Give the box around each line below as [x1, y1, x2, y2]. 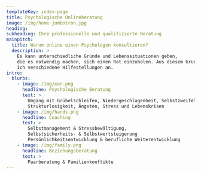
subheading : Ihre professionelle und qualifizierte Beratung [6, 31, 162, 37]
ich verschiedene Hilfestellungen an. [17, 64, 114, 71]
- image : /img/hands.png [17, 109, 79, 115]
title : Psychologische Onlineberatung [6, 14, 103, 20]
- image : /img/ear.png [17, 81, 74, 87]
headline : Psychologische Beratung [22, 87, 111, 93]
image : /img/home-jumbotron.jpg [6, 20, 87, 26]
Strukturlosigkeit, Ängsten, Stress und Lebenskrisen [28, 103, 165, 109]
